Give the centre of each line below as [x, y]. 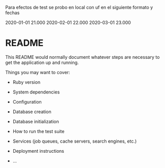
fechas [12, 13]
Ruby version [26, 82]
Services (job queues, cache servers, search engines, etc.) [75, 141]
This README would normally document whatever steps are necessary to [82, 57]
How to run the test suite [38, 131]
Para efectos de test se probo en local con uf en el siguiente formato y [79, 7]
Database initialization [36, 121]
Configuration [27, 102]
